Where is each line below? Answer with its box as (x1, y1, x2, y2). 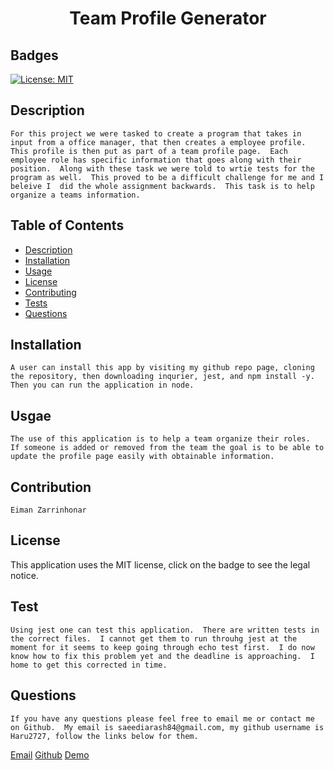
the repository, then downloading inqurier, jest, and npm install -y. (10, 372, 315, 382)
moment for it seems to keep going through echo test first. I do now (10, 642, 315, 652)
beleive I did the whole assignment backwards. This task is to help (10, 181, 315, 191)
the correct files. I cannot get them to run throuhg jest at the (10, 633, 298, 644)
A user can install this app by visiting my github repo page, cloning (10, 363, 315, 373)
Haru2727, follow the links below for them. (10, 731, 199, 741)
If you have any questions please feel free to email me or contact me (10, 713, 315, 724)
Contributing (24, 286, 77, 298)
